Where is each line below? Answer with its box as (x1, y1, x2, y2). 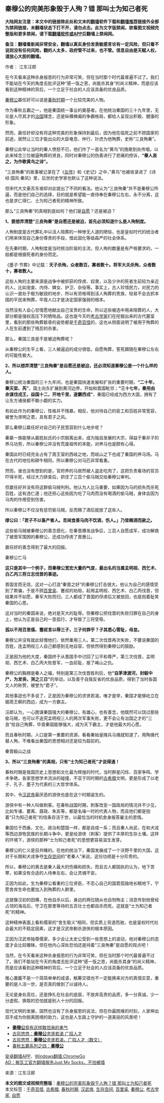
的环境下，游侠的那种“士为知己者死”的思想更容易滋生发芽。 (5, 837, 124, 842)
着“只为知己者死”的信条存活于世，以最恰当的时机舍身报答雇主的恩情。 (5, 814, 146, 820)
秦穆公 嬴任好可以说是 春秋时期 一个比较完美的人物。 (5, 97, 108, 103)
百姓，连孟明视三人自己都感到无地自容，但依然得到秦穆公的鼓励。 (5, 643, 138, 649)
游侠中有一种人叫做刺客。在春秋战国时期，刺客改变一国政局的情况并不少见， (5, 802, 159, 808)
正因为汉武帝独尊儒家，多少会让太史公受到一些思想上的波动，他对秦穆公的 (5, 936, 155, 942)
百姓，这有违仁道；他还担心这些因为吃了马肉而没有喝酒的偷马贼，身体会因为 (5, 490, 159, 496)
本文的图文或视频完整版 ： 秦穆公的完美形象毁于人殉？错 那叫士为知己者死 (5, 1080, 152, 1086)
